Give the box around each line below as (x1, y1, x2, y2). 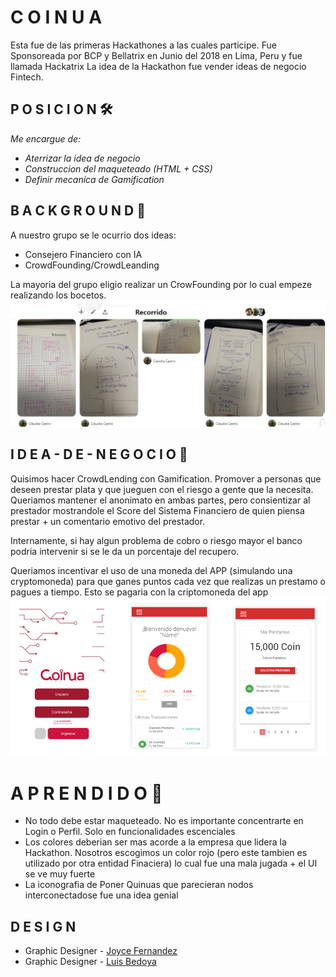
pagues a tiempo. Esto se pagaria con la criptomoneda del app (10, 586, 269, 598)
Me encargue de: (10, 132, 82, 145)
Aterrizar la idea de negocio (24, 152, 141, 164)
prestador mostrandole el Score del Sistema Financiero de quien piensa (10, 504, 305, 516)
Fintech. (10, 71, 44, 83)
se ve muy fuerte (24, 868, 96, 880)
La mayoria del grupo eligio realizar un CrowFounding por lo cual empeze (10, 278, 313, 290)
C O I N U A (10, 6, 103, 29)
